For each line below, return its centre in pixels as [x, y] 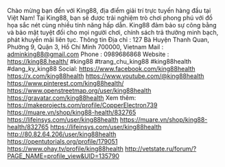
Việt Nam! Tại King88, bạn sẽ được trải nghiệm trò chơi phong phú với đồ [110, 18]
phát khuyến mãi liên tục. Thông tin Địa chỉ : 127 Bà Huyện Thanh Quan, [108, 40]
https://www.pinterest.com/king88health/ [66, 83]
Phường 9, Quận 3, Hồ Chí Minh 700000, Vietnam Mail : [85, 47]
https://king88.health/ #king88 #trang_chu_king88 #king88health [99, 61]
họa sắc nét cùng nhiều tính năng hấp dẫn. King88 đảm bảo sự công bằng [112, 25]
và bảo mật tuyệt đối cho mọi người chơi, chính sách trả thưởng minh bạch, [113, 32]
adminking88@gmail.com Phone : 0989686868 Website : [88, 54]
